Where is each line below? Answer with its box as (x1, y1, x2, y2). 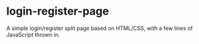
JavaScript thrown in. (6, 31, 60, 38)
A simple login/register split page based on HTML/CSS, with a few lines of (6, 24, 193, 32)
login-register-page (6, 4, 109, 18)
